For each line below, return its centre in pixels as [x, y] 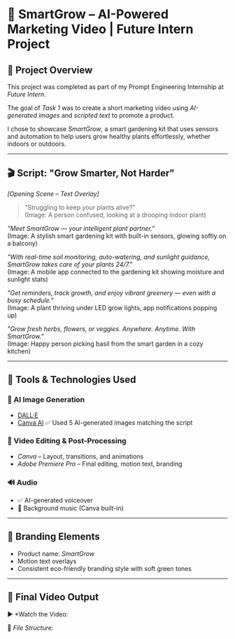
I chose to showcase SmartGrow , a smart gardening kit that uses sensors [113, 129]
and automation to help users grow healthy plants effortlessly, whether [109, 136]
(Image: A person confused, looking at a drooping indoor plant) [115, 215]
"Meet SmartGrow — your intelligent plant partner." [81, 228]
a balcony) [23, 243]
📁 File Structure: [30, 628]
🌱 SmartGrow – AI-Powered [88, 14]
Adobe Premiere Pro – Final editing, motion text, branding [100, 464]
